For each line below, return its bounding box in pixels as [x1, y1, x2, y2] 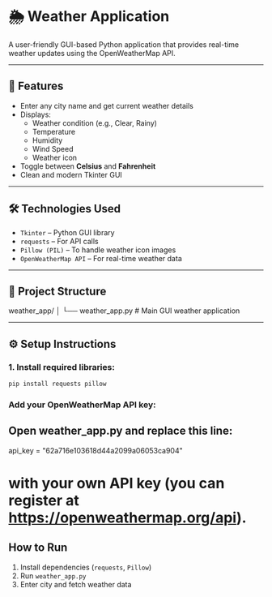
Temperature [32, 127, 75, 136]
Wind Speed [32, 144, 74, 153]
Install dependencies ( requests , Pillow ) [19, 562, 152, 572]
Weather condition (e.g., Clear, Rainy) [32, 118, 158, 127]
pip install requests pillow [8, 380, 107, 389]
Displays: [19, 110, 51, 119]
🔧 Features [8, 79, 64, 93]
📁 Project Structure [8, 284, 107, 298]
